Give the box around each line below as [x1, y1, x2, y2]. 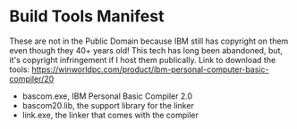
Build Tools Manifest [9, 6, 165, 27]
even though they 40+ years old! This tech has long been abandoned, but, [9, 44, 284, 55]
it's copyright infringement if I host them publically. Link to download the [9, 54, 276, 65]
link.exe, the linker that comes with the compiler [21, 109, 199, 120]
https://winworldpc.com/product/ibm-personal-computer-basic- [30, 64, 269, 75]
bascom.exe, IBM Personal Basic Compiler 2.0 [21, 91, 193, 101]
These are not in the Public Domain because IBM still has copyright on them [9, 36, 289, 46]
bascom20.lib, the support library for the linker [21, 100, 194, 110]
